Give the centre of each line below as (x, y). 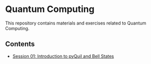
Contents (20, 44)
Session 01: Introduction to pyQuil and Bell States (63, 56)
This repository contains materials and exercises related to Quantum (76, 23)
